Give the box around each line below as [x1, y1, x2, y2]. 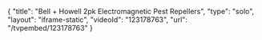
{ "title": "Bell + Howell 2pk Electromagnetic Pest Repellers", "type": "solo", [7, 7, 255, 16]
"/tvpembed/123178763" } [7, 24, 94, 32]
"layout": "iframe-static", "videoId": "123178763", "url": [7, 15, 187, 24]
